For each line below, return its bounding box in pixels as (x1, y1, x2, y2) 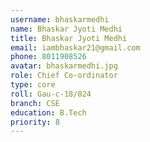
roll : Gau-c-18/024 (10, 89, 92, 99)
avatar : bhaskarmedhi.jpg (10, 61, 118, 71)
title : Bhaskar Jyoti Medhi (10, 33, 128, 43)
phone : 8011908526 (10, 52, 87, 62)
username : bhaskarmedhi (10, 14, 110, 25)
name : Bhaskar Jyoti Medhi (10, 24, 123, 34)
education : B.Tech (10, 107, 87, 118)
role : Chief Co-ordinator (10, 71, 118, 81)
